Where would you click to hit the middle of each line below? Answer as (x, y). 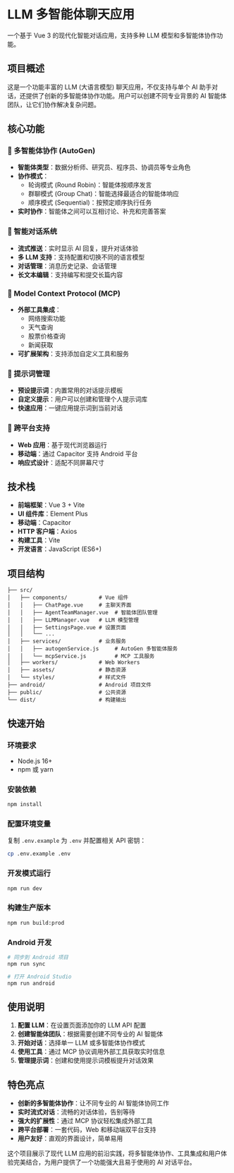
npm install (25, 805)
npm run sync (26, 964)
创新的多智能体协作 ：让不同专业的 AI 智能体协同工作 (93, 1103)
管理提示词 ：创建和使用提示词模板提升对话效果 (85, 1060)
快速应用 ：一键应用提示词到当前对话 (70, 408)
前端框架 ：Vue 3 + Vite (51, 505)
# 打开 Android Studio (39, 977)
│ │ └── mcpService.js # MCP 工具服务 (81, 657)
